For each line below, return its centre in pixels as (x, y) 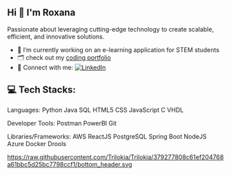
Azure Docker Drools (37, 143)
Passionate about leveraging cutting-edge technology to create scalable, (111, 29)
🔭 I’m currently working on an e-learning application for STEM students (118, 49)
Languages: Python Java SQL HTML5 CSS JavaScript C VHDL (96, 110)
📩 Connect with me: (45, 67)
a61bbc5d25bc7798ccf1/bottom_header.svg (70, 164)
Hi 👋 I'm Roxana (41, 13)
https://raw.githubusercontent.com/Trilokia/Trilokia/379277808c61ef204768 (115, 157)
